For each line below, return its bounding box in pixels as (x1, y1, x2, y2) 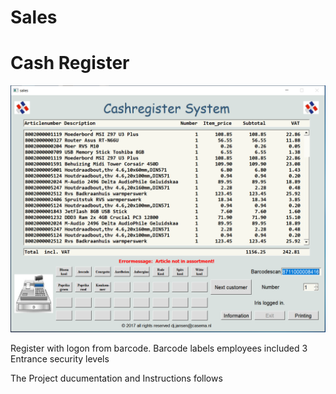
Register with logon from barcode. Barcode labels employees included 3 (10, 342, 308, 354)
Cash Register (10, 52, 130, 75)
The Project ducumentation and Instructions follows (10, 372, 223, 384)
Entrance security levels (10, 352, 110, 365)
